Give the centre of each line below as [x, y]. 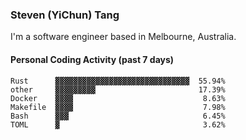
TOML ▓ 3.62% [118, 124]
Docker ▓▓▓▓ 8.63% [118, 98]
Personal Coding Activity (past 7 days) [92, 59]
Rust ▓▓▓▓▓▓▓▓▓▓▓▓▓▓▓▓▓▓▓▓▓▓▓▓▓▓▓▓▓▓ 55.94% [118, 81]
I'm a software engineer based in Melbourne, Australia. [123, 37]
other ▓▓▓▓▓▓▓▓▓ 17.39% [118, 89]
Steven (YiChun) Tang [65, 15]
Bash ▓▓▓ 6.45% [118, 116]
